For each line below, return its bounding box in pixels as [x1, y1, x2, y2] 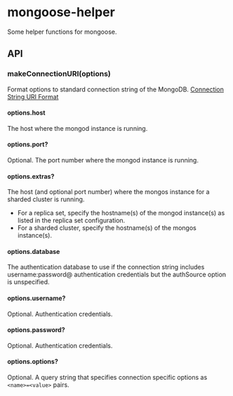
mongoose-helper [7, 4, 116, 20]
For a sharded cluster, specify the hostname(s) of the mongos [17, 224, 197, 232]
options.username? [7, 294, 66, 302]
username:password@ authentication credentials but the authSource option [7, 270, 227, 279]
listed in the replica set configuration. [17, 216, 126, 225]
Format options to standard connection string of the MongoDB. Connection [7, 85, 225, 94]
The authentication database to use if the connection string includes [7, 263, 205, 272]
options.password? [7, 326, 65, 334]
